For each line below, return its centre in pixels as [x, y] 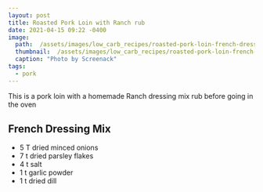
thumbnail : [33, 52]
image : [19, 37]
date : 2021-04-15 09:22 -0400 [58, 30]
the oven [22, 104]
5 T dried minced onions [59, 148]
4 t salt [31, 165]
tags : [17, 67]
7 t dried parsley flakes [56, 156]
